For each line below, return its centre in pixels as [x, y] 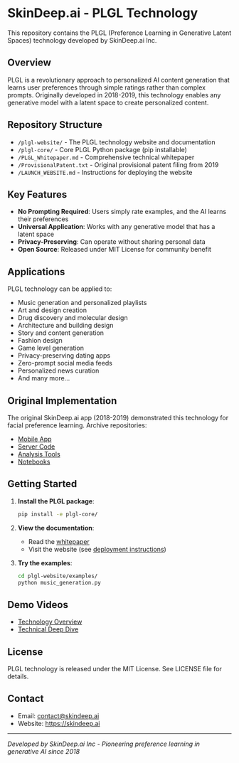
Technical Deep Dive [48, 629]
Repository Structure [55, 125]
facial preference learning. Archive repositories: [77, 425]
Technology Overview [50, 622]
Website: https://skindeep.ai [59, 723]
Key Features [37, 194]
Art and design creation [52, 310]
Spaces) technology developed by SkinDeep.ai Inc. [82, 40]
